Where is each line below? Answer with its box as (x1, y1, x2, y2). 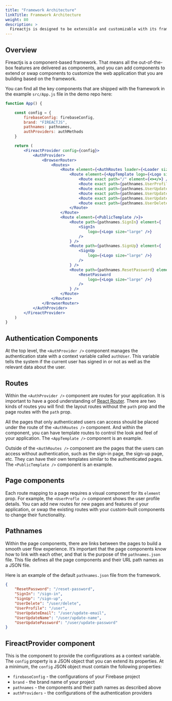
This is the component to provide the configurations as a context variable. (5, 653, 161, 659)
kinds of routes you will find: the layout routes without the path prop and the (5, 403, 165, 410)
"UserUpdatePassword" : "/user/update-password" (14, 620, 118, 625)
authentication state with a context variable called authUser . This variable (5, 353, 160, 359)
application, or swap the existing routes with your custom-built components (5, 506, 165, 512)
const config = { (14, 110, 52, 115)
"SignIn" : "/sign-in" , (14, 591, 63, 597)
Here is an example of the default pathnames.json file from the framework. (5, 572, 161, 578)
